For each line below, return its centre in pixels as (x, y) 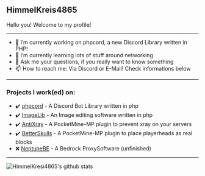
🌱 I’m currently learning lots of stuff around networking (84, 55)
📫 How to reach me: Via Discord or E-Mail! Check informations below (103, 68)
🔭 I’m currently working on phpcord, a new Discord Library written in (101, 42)
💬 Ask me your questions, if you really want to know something (94, 62)
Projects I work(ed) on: (41, 92)
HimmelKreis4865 (42, 10)
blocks (23, 142)
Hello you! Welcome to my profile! (49, 24)
